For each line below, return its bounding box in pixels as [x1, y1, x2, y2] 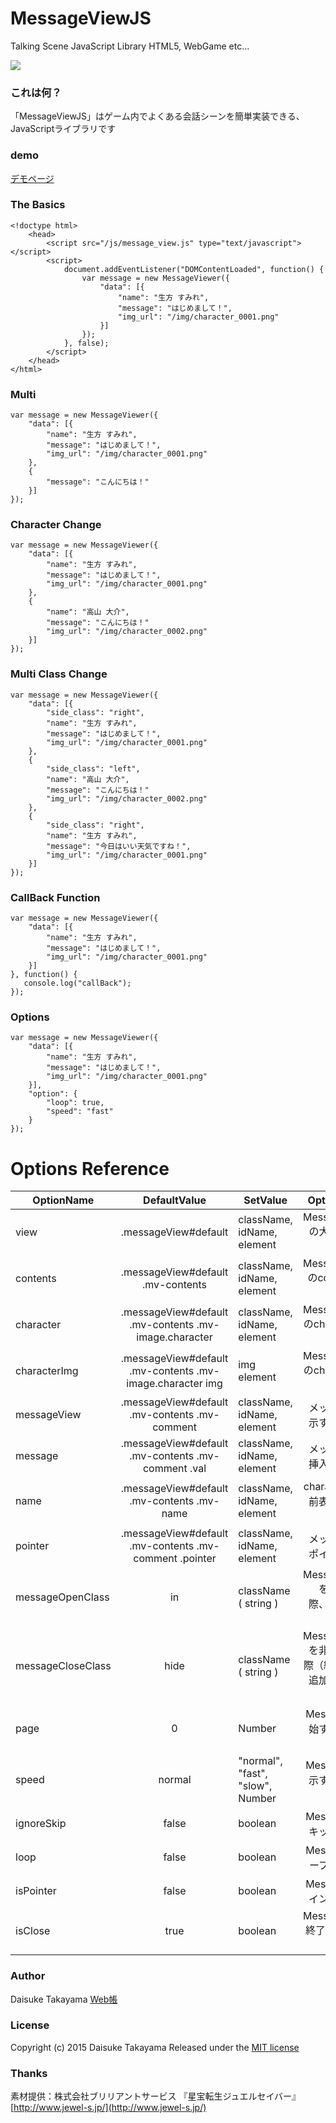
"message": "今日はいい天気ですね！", [46, 841, 192, 851]
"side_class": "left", [46, 763, 141, 774]
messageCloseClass [15, 1659, 112, 1673]
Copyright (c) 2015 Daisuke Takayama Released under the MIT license [10, 2041, 300, 2053]
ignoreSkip [15, 1817, 67, 1831]
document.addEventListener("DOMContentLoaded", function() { [63, 264, 325, 274]
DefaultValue [143, 1193, 207, 1207]
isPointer [15, 1884, 57, 1898]
